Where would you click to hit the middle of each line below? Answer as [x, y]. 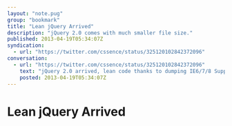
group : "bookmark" [33, 20]
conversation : [28, 59]
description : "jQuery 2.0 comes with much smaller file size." [100, 33]
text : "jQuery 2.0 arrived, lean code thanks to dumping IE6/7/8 [116, 71]
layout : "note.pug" [35, 13]
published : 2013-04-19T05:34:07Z [55, 39]
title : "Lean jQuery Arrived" [51, 26]
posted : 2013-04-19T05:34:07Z [63, 77]
